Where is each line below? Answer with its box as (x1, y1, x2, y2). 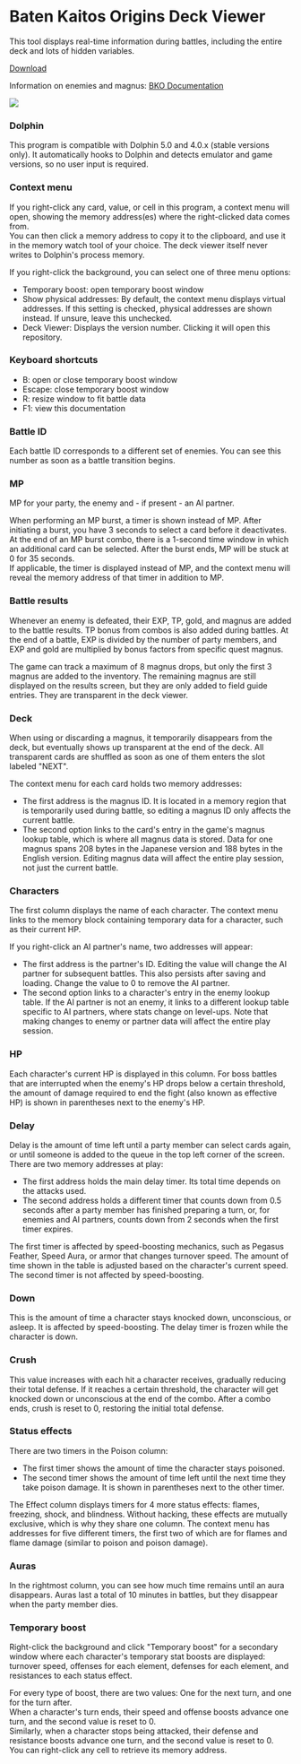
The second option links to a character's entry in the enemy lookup (21, 988, 271, 999)
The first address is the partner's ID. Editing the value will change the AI (21, 959, 288, 970)
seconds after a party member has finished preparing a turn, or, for (21, 1204, 271, 1215)
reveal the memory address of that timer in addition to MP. (9, 572, 225, 584)
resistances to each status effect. (9, 1670, 133, 1682)
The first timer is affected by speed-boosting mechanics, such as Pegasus (9, 1241, 285, 1251)
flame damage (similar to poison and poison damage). (9, 1537, 209, 1548)
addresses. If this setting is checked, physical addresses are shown (21, 303, 272, 314)
